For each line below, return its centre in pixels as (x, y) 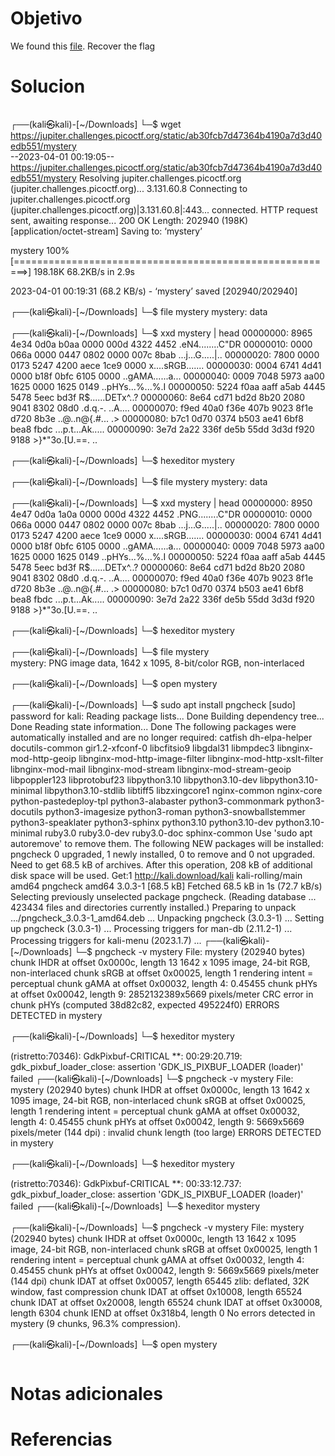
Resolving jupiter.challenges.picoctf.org (160, 178)
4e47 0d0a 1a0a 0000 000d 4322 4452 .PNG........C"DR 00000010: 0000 (161, 514)
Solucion (48, 86)
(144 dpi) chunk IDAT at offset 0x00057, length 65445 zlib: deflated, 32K (160, 1281)
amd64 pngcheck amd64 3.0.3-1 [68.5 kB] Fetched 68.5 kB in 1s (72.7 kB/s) (166, 886)
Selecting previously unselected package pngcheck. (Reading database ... (163, 896)
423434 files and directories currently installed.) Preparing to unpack (153, 907)
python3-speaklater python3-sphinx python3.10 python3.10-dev (142, 822)
